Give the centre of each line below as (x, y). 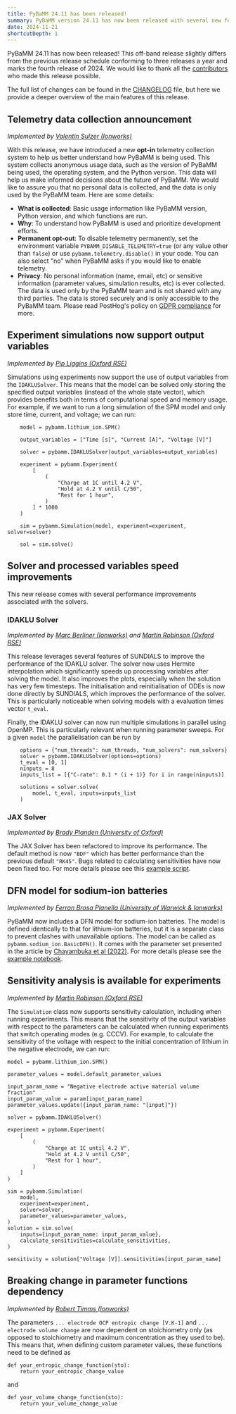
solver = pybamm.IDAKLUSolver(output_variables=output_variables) (119, 452)
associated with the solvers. (48, 601)
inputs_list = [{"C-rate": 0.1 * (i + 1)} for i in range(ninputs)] (122, 775)
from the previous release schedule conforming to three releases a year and (117, 61)
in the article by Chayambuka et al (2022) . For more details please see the (114, 951)
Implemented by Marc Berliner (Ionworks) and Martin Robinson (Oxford (111, 635)
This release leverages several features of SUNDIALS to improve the (106, 656)
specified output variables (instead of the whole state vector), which (106, 392)
